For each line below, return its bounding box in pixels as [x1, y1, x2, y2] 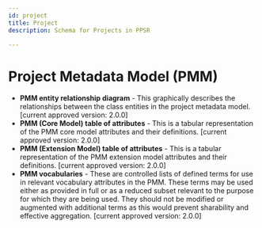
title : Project [8, 19, 59, 27]
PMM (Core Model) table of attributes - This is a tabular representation [19, 119, 254, 128]
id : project [8, 11, 47, 20]
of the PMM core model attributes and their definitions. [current [19, 127, 227, 137]
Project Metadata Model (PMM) [8, 67, 218, 85]
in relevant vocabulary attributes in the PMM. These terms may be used [19, 177, 253, 187]
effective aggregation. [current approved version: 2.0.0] [19, 211, 202, 221]
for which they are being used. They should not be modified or [19, 195, 224, 204]
